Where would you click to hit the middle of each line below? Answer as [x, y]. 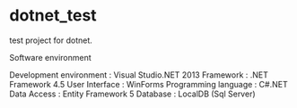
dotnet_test [53, 16]
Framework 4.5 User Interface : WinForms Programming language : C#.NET [149, 84]
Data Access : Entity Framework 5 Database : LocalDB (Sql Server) [132, 94]
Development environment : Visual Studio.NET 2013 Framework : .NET [139, 75]
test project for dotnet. [51, 40]
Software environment [50, 57]
